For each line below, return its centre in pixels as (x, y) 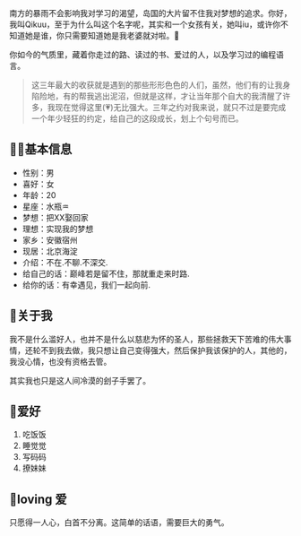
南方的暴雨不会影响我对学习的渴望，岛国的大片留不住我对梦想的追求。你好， (150, 13)
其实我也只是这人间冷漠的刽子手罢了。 (80, 380)
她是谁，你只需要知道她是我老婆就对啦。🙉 (102, 35)
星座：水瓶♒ (46, 206)
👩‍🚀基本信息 (41, 149)
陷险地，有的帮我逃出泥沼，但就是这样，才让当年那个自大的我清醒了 (157, 96)
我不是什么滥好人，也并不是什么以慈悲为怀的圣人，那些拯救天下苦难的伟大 (146, 339)
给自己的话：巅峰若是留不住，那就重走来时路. (106, 273)
